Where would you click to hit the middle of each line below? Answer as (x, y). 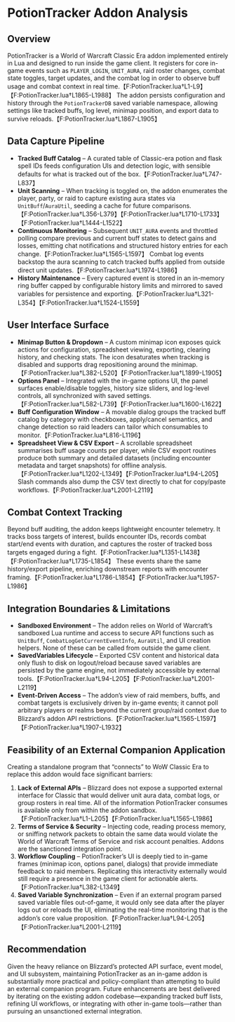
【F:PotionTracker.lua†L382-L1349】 (70, 887)
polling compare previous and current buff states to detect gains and (117, 238)
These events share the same (158, 561)
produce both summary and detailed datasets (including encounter (114, 458)
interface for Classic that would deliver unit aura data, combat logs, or (118, 795)
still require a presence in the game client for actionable (98, 879)
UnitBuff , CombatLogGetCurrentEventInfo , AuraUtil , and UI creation (114, 641)
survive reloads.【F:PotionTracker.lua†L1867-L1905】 (84, 119)
